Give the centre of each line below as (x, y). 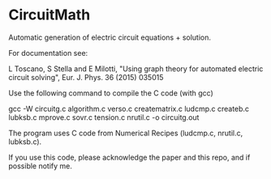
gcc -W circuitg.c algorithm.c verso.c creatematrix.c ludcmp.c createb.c (129, 109)
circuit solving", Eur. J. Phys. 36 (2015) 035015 (86, 77)
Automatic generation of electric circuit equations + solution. (110, 37)
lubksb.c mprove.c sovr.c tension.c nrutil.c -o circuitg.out (104, 117)
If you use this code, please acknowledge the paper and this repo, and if (129, 157)
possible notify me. (41, 166)
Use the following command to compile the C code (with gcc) (111, 93)
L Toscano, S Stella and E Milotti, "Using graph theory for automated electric (136, 68)
